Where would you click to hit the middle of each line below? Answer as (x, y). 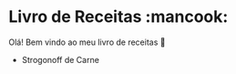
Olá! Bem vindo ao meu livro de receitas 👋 (87, 42)
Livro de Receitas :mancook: (118, 17)
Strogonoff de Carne (60, 59)
